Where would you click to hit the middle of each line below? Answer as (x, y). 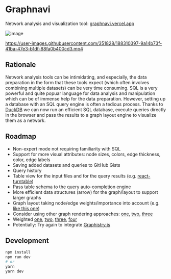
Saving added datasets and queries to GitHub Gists (66, 165)
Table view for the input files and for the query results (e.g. (75, 176)
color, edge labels (31, 160)
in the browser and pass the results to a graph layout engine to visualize (81, 115)
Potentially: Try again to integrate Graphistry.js (62, 224)
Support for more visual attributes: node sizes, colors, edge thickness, (87, 154)
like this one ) (26, 208)
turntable (22, 181)
